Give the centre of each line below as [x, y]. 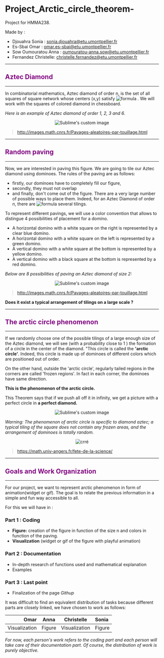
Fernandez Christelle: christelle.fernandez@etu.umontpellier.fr [75, 57]
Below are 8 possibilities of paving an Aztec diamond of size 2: [69, 274]
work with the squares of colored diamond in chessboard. [63, 104]
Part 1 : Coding [23, 520]
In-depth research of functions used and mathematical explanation [79, 564]
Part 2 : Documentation [33, 554]
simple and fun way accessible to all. [42, 498]
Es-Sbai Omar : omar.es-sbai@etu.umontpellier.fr [61, 46]
